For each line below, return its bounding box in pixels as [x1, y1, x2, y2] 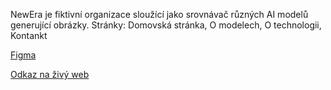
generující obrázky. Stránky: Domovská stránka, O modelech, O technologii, [10, 19, 322, 31]
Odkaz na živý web [10, 69, 90, 80]
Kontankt [10, 30, 48, 41]
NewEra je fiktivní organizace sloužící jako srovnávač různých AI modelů [10, 9, 309, 20]
